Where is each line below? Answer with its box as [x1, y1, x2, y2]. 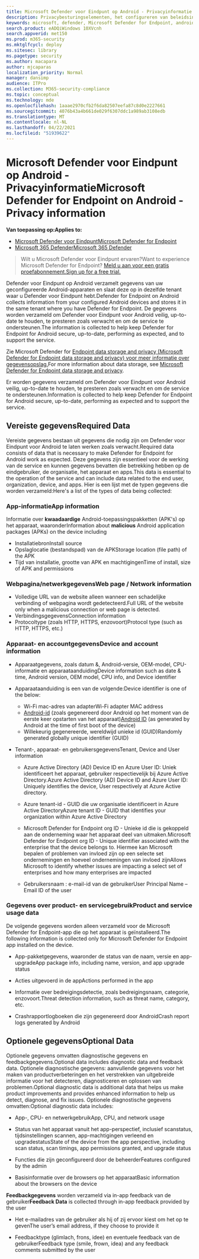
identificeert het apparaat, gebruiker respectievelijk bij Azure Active [23, 770, 188, 777]
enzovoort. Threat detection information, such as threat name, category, [14, 994, 190, 1002]
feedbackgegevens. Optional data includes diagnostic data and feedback [6, 1058, 183, 1065]
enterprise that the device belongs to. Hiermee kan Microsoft [23, 843, 173, 851]
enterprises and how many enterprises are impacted [23, 868, 152, 876]
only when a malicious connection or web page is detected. [14, 606, 161, 613]
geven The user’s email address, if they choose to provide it [14, 1222, 159, 1229]
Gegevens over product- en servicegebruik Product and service [6, 901, 192, 909]
